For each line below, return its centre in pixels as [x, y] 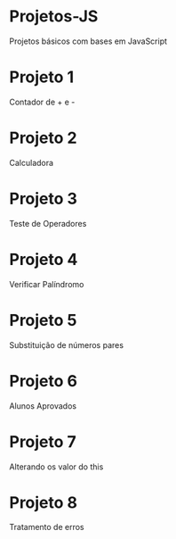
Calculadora [32, 162]
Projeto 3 [44, 199]
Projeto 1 [42, 77]
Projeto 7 [43, 441]
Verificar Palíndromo [47, 284]
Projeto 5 [43, 320]
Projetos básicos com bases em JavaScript [88, 41]
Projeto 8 [44, 502]
